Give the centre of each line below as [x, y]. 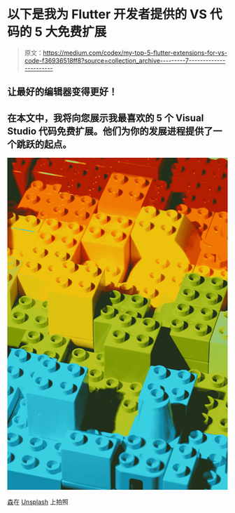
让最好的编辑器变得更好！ [62, 92]
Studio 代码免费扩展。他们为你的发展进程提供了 [110, 131]
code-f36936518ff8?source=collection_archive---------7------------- [125, 60]
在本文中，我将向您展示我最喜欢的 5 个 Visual [106, 118]
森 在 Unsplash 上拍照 [38, 502]
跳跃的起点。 [44, 144]
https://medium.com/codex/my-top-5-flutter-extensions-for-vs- [135, 53]
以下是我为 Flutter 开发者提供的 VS [107, 14]
